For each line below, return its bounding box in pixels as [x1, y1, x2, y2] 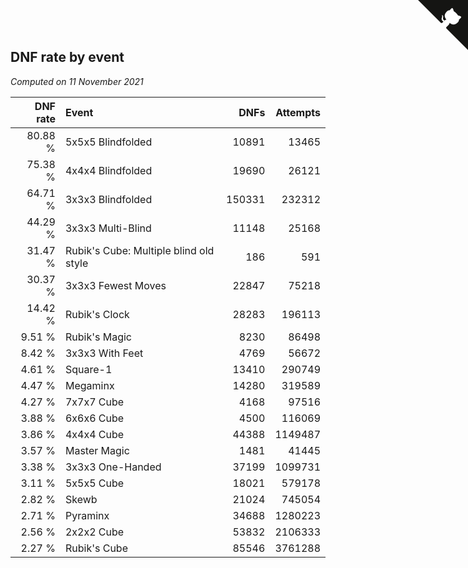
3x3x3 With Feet [64, 346, 144, 360]
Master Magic [64, 443, 130, 457]
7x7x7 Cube [64, 395, 125, 409]
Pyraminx [64, 508, 110, 522]
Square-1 [64, 362, 113, 376]
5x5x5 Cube [64, 476, 125, 490]
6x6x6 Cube [64, 411, 125, 425]
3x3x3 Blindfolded [64, 192, 153, 206]
